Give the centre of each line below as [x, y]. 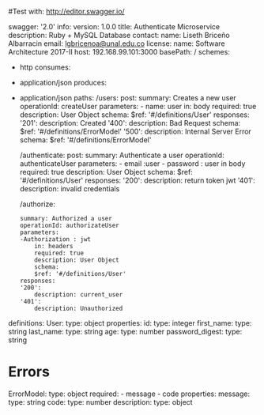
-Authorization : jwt [55, 240]
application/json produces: [63, 83]
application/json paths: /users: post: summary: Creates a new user [128, 98]
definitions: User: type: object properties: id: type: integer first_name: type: [130, 323]
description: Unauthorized [79, 308]
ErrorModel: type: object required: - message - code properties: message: [129, 394]
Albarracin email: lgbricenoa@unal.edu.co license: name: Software [117, 43]
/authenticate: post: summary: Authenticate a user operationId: [122, 155]
